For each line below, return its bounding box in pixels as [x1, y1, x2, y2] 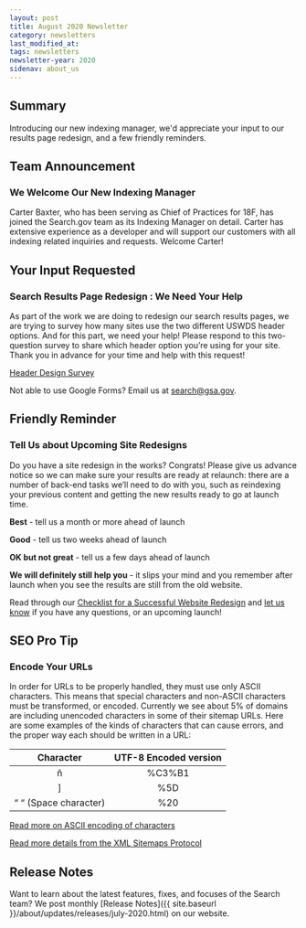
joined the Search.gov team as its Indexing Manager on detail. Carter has [9, 217, 284, 228]
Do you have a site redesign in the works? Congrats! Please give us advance [9, 459, 297, 471]
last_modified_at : [9, 38, 79, 48]
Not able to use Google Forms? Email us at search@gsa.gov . [9, 385, 237, 396]
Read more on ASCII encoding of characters [9, 820, 175, 831]
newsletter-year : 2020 [9, 56, 96, 65]
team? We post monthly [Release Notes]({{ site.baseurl [9, 898, 216, 910]
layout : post [9, 13, 59, 23]
